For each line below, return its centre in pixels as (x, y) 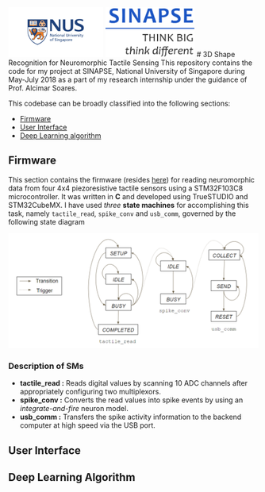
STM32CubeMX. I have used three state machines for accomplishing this (129, 205)
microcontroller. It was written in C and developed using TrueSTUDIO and (128, 196)
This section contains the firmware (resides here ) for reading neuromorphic (132, 179)
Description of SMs (46, 366)
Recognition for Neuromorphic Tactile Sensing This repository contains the (130, 63)
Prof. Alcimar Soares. (43, 88)
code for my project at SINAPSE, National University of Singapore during (127, 71)
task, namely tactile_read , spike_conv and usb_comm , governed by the (122, 213)
